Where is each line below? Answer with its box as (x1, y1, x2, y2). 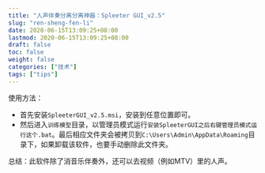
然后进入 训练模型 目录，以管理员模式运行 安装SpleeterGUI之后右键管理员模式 (19, 119, 252, 129)
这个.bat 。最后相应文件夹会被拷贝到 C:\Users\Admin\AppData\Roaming (25, 130, 248, 139)
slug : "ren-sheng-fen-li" (8, 19, 93, 27)
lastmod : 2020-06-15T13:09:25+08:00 (8, 33, 129, 42)
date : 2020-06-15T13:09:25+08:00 (8, 26, 119, 34)
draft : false (8, 41, 51, 49)
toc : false (8, 48, 44, 56)
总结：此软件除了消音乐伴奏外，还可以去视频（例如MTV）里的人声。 (8, 156, 232, 166)
